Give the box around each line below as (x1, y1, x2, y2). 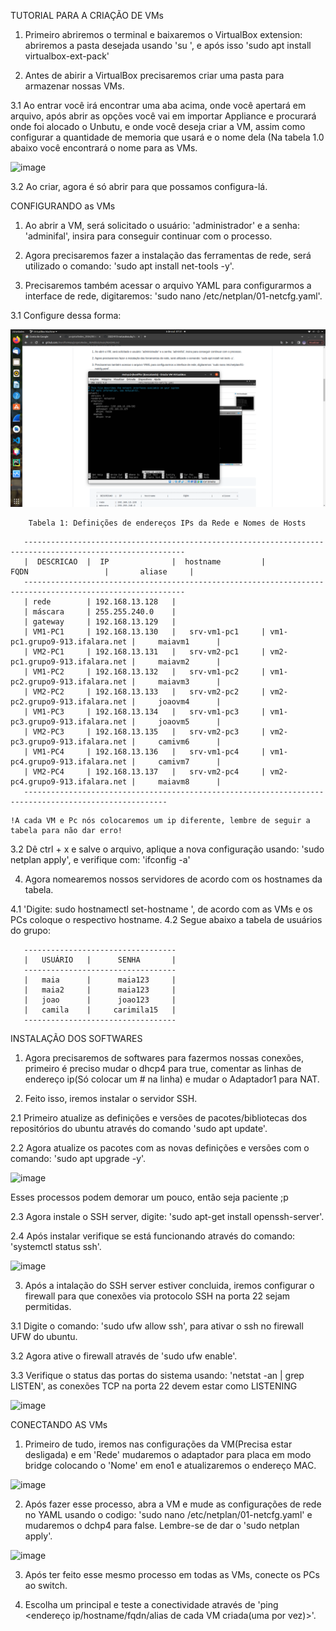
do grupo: (10, 924, 52, 936)
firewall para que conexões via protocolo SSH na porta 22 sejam (24, 1290, 291, 1302)
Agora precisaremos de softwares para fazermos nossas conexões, (24, 1051, 304, 1064)
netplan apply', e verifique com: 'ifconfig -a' (10, 853, 191, 865)
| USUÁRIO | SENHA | (23, 955, 177, 965)
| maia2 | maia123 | (23, 985, 177, 995)
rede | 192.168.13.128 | (32, 596, 177, 607)
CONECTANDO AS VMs (10, 1418, 108, 1430)
